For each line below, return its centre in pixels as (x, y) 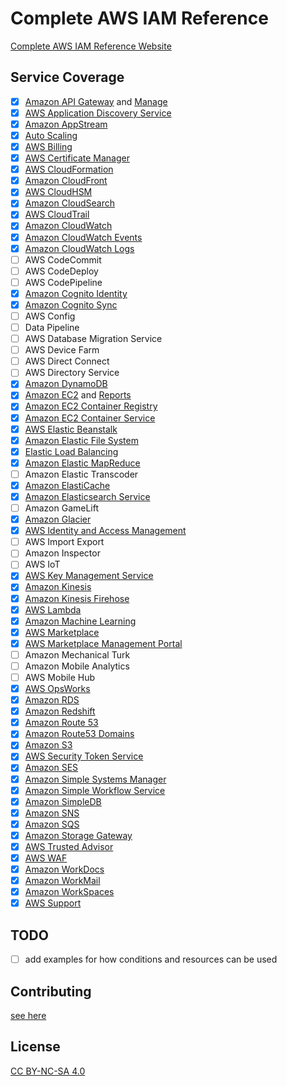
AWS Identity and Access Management (105, 531)
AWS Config (50, 316)
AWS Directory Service (72, 373)
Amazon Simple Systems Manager (95, 779)
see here (28, 1015)
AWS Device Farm (62, 350)
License (35, 1047)
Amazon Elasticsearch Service (87, 496)
